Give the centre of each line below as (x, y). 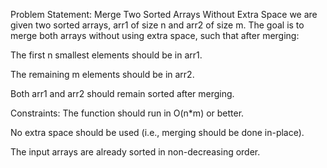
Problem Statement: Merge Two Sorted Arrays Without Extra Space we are (164, 14)
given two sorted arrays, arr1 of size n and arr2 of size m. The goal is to (157, 25)
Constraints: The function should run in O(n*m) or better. (127, 113)
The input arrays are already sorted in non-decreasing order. (135, 152)
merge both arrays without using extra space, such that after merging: (155, 35)
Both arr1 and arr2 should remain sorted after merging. (122, 93)
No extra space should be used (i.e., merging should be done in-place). (157, 132)
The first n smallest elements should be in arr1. (106, 55)
